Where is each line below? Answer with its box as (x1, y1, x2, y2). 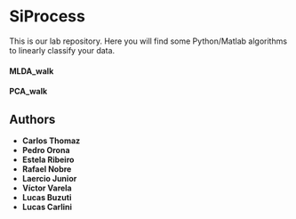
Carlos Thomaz (21, 135, 81, 146)
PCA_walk (9, 86, 48, 97)
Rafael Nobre (21, 163, 72, 174)
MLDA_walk (9, 65, 54, 77)
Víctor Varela (21, 182, 73, 193)
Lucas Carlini (21, 201, 73, 212)
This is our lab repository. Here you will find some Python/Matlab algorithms (9, 36, 287, 46)
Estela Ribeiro (21, 154, 75, 165)
